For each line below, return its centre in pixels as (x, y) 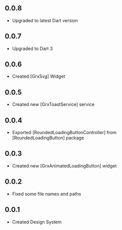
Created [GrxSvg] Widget (38, 76)
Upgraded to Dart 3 (32, 48)
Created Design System (37, 222)
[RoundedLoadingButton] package (48, 138)
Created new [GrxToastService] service (53, 104)
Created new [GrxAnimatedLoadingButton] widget (64, 165)
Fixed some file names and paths (47, 194)
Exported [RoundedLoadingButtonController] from (64, 133)
